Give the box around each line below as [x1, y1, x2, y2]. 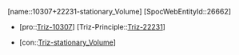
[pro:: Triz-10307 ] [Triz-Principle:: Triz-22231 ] [18, 22, 165, 31]
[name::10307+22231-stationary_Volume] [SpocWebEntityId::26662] [7, 7, 232, 16]
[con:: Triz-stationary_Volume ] [18, 37, 117, 47]
